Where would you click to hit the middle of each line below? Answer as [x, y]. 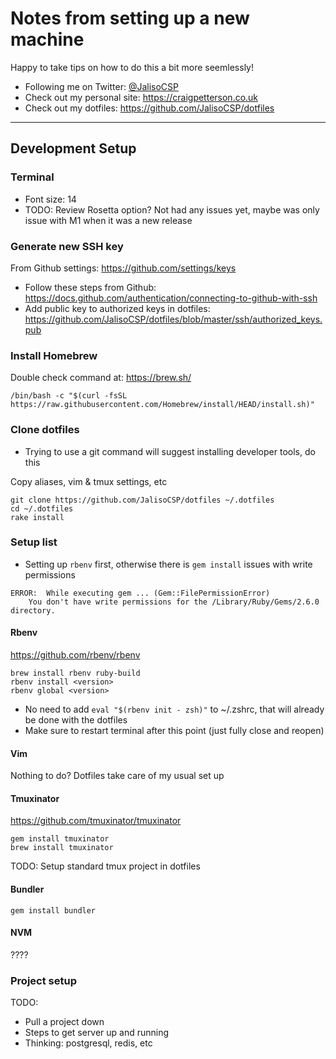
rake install [37, 517]
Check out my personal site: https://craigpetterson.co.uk [141, 97]
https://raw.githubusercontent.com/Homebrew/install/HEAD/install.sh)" [162, 405]
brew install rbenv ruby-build [75, 673]
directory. [33, 610]
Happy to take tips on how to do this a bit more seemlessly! [132, 67]
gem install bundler [53, 910]
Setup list [34, 542]
